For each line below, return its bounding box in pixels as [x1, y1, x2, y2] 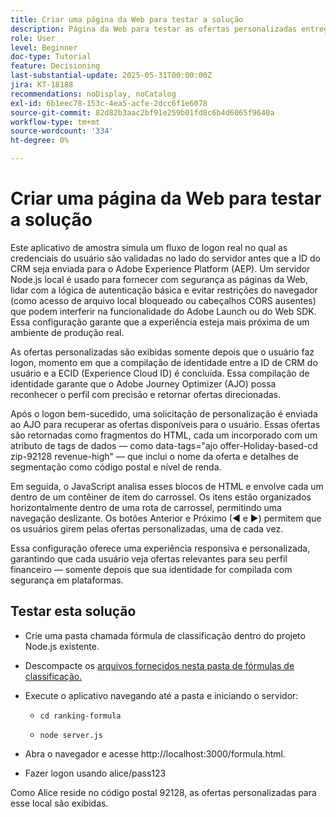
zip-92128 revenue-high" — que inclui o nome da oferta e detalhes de [10, 450, 299, 462]
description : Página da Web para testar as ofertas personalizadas [10, 24, 298, 34]
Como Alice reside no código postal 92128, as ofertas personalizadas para [10, 786, 317, 798]
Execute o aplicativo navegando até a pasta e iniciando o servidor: [24, 689, 299, 701]
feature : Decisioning [10, 61, 101, 71]
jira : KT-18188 [10, 80, 74, 90]
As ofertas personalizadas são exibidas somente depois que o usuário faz [10, 346, 315, 358]
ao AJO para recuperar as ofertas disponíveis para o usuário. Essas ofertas [10, 418, 321, 430]
